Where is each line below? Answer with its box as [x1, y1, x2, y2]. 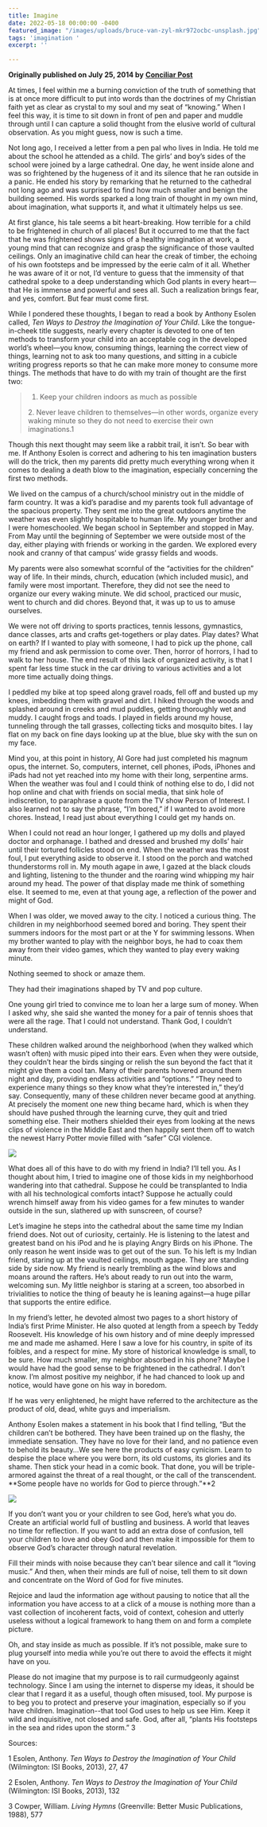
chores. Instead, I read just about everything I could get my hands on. [8, 813, 236, 822]
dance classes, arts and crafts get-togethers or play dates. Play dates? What [8, 630, 259, 639]
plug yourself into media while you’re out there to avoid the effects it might [8, 1648, 252, 1658]
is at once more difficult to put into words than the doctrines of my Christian [8, 94, 257, 103]
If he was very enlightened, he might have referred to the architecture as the [8, 1396, 258, 1405]
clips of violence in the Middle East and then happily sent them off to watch [8, 1125, 255, 1134]
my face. [8, 738, 37, 748]
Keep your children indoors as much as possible [39, 392, 197, 402]
